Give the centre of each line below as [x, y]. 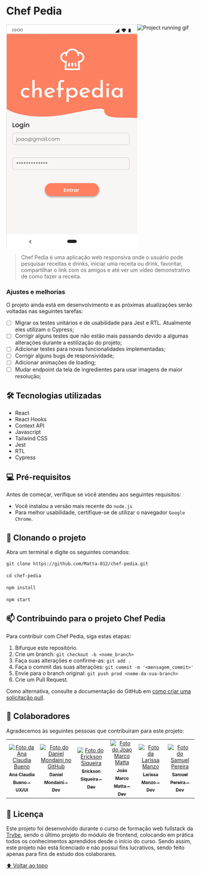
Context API [30, 426]
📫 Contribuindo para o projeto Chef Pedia [86, 619]
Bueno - [22, 782]
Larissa [150, 774]
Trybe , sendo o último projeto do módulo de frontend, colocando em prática [100, 835]
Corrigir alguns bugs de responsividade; [65, 356]
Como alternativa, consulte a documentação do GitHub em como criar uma [99, 691]
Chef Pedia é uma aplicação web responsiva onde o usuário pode [102, 257]
